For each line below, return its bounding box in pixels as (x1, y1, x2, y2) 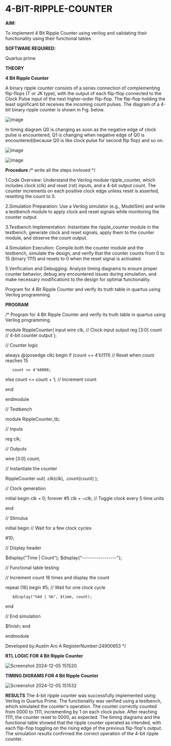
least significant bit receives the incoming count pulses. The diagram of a (5, 101, 160, 107)
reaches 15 (5, 357, 28, 364)
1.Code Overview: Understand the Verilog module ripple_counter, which (5, 177, 156, 183)
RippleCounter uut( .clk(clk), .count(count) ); (5, 475, 99, 481)
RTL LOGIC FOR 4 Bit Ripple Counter (5, 652, 83, 659)
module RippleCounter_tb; (5, 416, 60, 422)
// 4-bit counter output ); (5, 332, 57, 338)
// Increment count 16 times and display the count (5, 574, 110, 580)
